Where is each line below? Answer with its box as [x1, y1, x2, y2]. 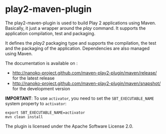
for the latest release [12, 75, 55, 81]
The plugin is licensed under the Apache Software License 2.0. [5, 123, 134, 129]
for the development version [12, 85, 70, 91]
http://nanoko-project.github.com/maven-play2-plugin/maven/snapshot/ [12, 80, 161, 86]
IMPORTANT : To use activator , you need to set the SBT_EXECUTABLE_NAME [5, 95, 155, 101]
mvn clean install [5, 114, 43, 120]
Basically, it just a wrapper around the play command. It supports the [5, 25, 146, 31]
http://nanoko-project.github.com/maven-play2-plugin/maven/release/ [12, 69, 157, 75]
